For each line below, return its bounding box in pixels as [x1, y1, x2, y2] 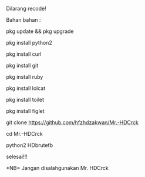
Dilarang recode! [6, 5, 47, 12]
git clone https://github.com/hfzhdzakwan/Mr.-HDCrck [6, 119, 139, 126]
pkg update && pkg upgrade [6, 28, 75, 35]
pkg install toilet [6, 96, 45, 103]
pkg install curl [6, 51, 42, 58]
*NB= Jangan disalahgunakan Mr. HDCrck [6, 165, 109, 171]
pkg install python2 [6, 39, 53, 46]
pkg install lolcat [6, 85, 46, 92]
